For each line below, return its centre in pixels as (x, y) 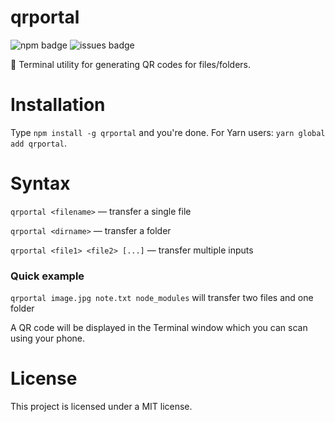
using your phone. (48, 338)
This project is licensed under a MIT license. (101, 407)
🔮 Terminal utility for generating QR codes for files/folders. (131, 64)
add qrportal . (38, 143)
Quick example (47, 276)
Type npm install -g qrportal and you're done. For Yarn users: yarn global (168, 132)
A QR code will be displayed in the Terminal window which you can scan (159, 328)
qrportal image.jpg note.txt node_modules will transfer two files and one (162, 298)
